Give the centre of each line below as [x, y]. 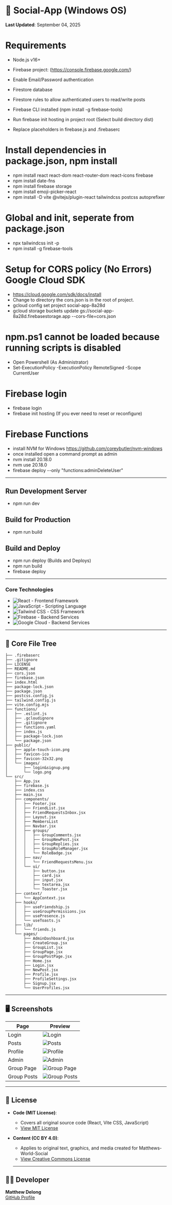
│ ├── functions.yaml [31, 727]
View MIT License [39, 1128]
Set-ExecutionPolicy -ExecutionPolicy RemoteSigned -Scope [77, 367]
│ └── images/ [23, 763]
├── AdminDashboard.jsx [49, 939]
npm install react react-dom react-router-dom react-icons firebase [83, 175]
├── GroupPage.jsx [43, 952]
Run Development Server [46, 491]
